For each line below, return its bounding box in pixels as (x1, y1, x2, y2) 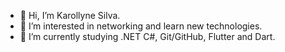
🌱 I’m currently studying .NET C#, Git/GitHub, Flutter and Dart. (19, 31, 276, 42)
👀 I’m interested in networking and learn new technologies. (19, 20, 263, 32)
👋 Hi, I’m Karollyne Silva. (19, 10, 121, 21)
